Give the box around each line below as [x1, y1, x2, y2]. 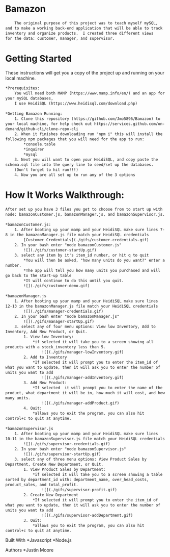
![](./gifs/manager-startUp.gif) [23, 319, 95, 324]
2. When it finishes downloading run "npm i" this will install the [14, 131, 163, 137]
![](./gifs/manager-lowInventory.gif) [41, 349, 124, 355]
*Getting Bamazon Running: [5, 111, 63, 116]
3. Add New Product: [23, 380, 67, 385]
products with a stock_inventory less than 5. [5, 344, 106, 349]
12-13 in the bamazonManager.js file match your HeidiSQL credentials [5, 303, 158, 309]
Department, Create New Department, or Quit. [5, 462, 103, 467]
